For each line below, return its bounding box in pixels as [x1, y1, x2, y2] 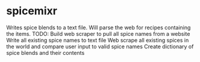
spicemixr [6, 4, 57, 18]
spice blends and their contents [6, 49, 85, 56]
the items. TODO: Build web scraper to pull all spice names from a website [6, 30, 190, 37]
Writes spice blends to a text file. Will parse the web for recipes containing [6, 24, 191, 31]
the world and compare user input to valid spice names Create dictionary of [6, 43, 194, 50]
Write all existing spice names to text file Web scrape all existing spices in [6, 36, 189, 44]
